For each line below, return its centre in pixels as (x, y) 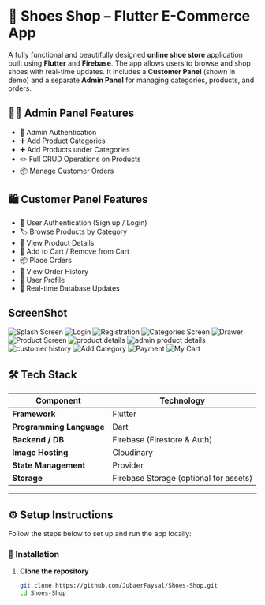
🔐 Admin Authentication (58, 132)
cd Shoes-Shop (43, 593)
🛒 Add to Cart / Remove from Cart (75, 251)
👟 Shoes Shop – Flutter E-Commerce (129, 16)
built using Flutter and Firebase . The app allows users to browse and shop (129, 63)
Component (58, 400)
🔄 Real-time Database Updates (70, 288)
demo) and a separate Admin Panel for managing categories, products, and (131, 80)
